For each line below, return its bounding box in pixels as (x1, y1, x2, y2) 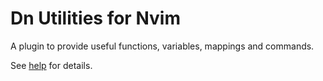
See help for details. (10, 59, 93, 71)
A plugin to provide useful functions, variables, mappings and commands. (10, 40, 315, 52)
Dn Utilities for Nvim (10, 7, 181, 30)
